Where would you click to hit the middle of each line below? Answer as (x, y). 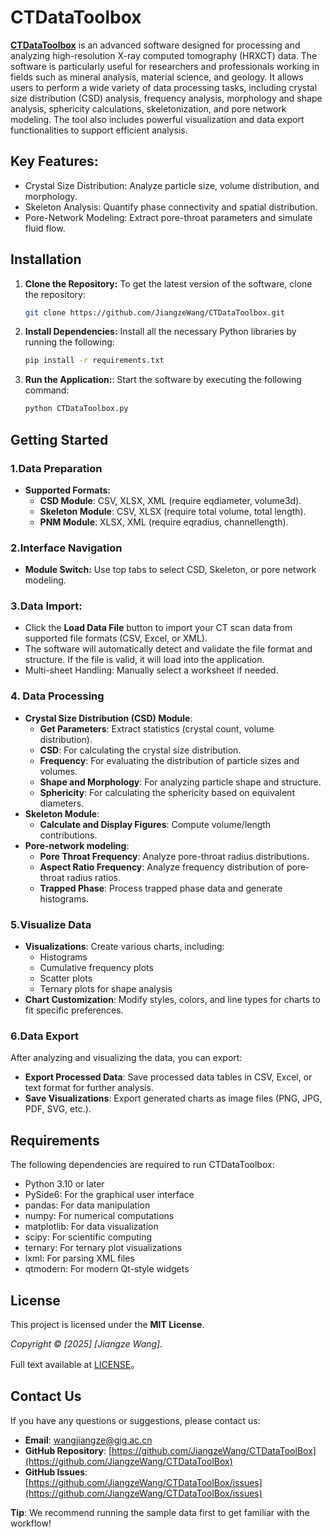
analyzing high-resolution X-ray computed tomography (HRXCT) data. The (164, 55)
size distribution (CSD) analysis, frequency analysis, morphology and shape (166, 98)
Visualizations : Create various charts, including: (124, 947)
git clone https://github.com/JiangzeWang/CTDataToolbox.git (155, 312)
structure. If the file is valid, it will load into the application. (144, 660)
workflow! (31, 1523)
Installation (46, 259)
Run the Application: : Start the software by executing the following (163, 380)
